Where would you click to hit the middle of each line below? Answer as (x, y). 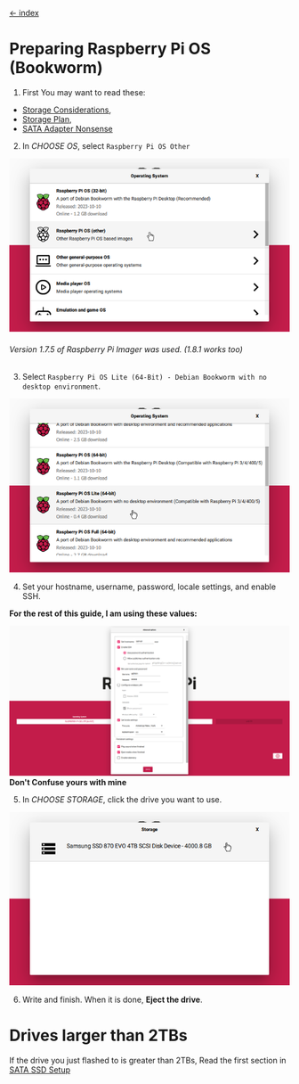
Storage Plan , (47, 119)
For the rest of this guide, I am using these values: (103, 613)
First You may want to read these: (84, 92)
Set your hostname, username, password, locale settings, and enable (149, 587)
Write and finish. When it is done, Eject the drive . (112, 1000)
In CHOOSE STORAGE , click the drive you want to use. (122, 799)
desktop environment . (61, 386)
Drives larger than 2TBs (99, 1035)
